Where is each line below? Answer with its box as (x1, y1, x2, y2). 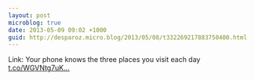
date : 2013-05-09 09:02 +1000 (8, 26, 107, 34)
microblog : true (8, 19, 61, 27)
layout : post (8, 11, 51, 20)
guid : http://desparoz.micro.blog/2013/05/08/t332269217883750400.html (8, 33, 247, 42)
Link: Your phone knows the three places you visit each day (8, 55, 201, 64)
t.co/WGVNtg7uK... (8, 64, 71, 73)
